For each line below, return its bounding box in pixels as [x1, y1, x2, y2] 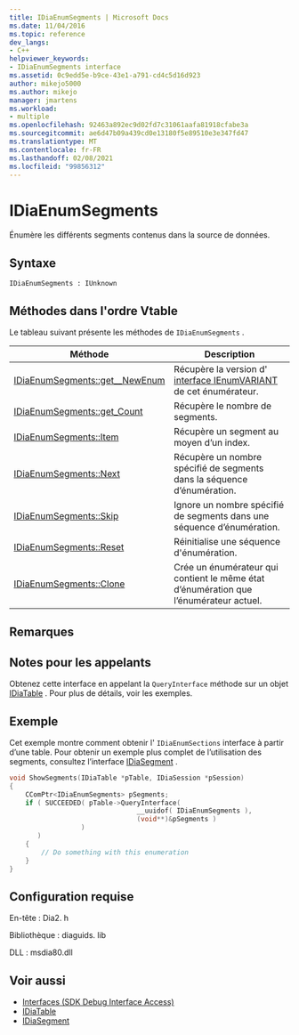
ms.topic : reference [9, 29, 86, 38]
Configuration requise [9, 889, 134, 904]
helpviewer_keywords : [9, 54, 90, 63]
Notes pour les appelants [9, 655, 151, 670]
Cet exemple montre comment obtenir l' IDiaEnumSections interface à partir [9, 737, 285, 748]
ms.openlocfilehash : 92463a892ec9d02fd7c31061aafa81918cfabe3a [9, 121, 249, 130]
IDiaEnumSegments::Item [13, 431, 119, 443]
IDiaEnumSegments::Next [13, 467, 120, 480]
